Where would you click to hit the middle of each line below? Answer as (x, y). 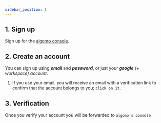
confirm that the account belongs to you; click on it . (66, 88)
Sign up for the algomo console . (37, 41)
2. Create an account (37, 56)
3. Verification (27, 103)
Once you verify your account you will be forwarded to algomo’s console (78, 115)
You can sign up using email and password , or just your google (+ (72, 68)
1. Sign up (20, 30)
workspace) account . (27, 73)
